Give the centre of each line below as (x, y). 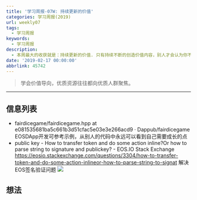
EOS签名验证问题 (35, 170)
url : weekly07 (23, 22)
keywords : (18, 39)
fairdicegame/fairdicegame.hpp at (56, 123)
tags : (13, 28)
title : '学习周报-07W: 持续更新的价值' (50, 11)
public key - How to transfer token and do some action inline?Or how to (101, 143)
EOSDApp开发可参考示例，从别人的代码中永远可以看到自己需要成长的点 (101, 137)
